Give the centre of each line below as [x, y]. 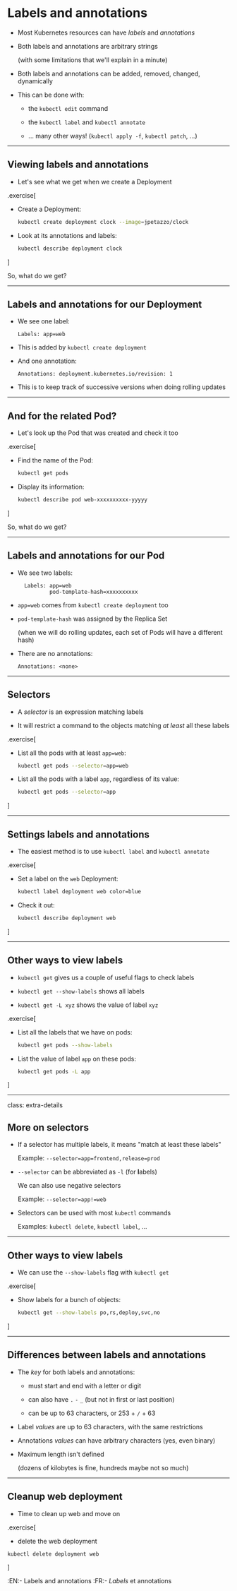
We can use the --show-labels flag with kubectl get [93, 1272]
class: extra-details [35, 1105]
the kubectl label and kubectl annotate [87, 122]
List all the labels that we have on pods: [75, 1032]
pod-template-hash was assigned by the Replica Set [92, 619]
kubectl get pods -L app [54, 1071]
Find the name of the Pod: [55, 460]
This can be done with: [51, 95]
